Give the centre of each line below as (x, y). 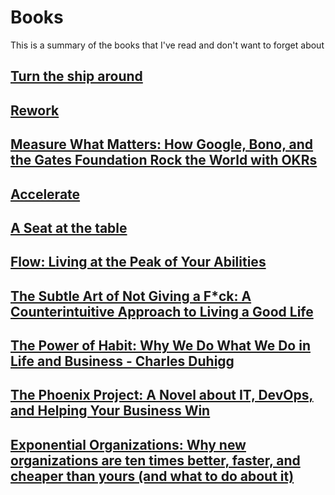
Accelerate (45, 194)
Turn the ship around (76, 76)
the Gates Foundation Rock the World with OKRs (164, 160)
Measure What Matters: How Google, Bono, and (162, 144)
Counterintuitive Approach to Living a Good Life (162, 311)
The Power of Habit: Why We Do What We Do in (160, 346)
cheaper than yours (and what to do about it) (152, 476)
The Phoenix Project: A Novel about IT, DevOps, (162, 395)
